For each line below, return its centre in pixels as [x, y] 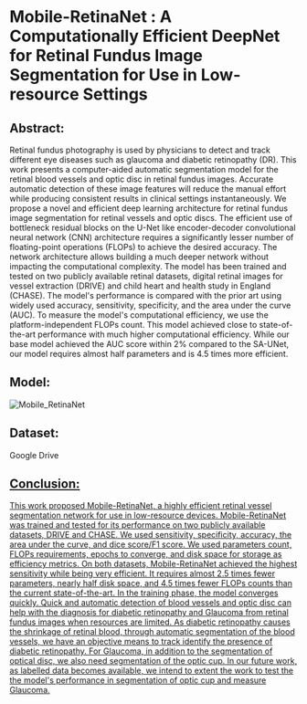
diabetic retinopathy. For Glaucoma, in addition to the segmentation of [141, 651]
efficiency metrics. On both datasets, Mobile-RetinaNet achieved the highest [153, 564]
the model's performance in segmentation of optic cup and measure [138, 680]
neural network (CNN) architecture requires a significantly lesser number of [152, 237]
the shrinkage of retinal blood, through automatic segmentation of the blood [152, 632]
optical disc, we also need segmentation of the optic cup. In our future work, [153, 661]
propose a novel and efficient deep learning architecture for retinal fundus [149, 208]
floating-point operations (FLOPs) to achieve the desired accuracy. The [143, 247]
